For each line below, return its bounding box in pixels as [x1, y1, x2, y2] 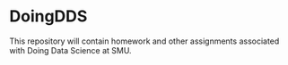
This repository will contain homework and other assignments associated [9, 36, 280, 46]
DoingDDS [9, 6, 88, 27]
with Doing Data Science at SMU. [9, 45, 132, 55]
